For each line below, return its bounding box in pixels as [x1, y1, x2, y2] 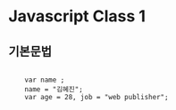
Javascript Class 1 [8, 6, 147, 27]
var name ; [24, 75, 65, 84]
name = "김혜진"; [24, 85, 84, 94]
